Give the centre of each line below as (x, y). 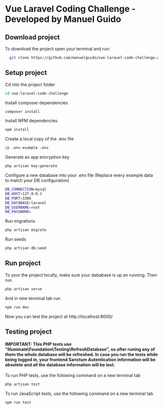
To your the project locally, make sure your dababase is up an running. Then (81, 275)
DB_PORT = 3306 (18, 198)
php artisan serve (24, 289)
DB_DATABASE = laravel (26, 203)
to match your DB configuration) (37, 180)
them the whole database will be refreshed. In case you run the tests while (81, 354)
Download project (33, 37)
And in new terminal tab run (33, 298)
